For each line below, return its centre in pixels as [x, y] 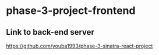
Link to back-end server [50, 32]
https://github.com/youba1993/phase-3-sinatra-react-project [79, 46]
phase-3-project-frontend [71, 11]
